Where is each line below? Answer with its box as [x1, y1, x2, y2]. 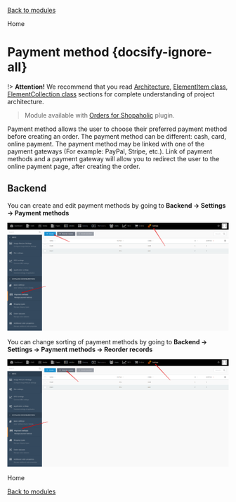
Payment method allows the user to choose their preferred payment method [7, 125, 227, 133]
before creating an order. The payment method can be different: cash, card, [7, 132, 227, 140]
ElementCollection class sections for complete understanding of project [7, 89, 215, 98]
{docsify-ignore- [112, 44, 213, 61]
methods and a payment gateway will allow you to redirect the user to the [7, 154, 220, 163]
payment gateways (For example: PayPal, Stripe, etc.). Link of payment [7, 147, 213, 156]
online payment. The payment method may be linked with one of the [7, 139, 205, 148]
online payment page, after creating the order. [7, 162, 140, 170]
